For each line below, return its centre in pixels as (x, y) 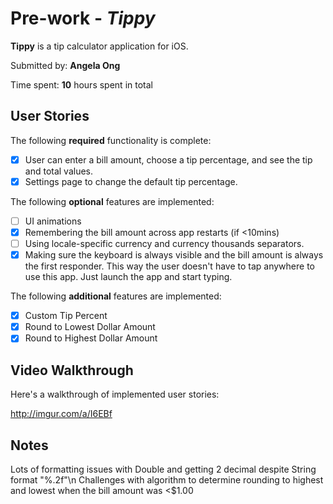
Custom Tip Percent (66, 316)
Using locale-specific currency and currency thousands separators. (164, 243)
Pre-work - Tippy (83, 18)
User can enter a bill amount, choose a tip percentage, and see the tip (168, 159)
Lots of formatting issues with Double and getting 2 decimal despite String (163, 469)
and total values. (59, 171)
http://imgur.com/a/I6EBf (61, 414)
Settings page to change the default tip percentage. (131, 181)
